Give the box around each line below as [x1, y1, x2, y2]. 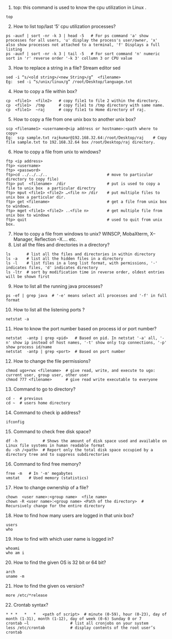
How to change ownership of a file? [13, 485, 89, 490]
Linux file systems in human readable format [6, 443, 105, 448]
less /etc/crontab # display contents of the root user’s [6, 625, 156, 630]
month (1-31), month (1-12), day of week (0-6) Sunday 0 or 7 [6, 616, 142, 622]
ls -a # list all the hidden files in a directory [6, 256, 124, 261]
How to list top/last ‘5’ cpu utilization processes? [13, 23, 116, 29]
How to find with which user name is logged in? [13, 536, 114, 542]
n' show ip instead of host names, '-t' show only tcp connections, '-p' [6, 340, 167, 345]
